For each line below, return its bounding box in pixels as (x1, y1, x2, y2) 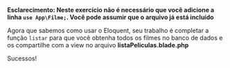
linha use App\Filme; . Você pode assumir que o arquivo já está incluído (7, 13, 214, 21)
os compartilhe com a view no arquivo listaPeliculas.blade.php (7, 41, 189, 49)
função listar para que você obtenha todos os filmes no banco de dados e (7, 34, 223, 42)
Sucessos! (7, 54, 37, 63)
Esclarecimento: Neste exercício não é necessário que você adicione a (7, 6, 215, 14)
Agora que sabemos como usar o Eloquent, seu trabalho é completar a (7, 27, 209, 34)
